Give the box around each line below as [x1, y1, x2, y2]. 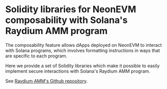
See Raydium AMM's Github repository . [5, 78, 88, 84]
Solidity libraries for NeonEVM [5, 4, 136, 15]
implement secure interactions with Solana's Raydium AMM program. [5, 68, 150, 74]
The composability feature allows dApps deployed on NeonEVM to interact [5, 42, 162, 48]
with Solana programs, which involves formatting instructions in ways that [5, 47, 160, 53]
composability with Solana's [5, 14, 128, 26]
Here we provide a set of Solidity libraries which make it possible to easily [5, 63, 160, 69]
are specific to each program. [5, 52, 68, 59]
